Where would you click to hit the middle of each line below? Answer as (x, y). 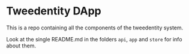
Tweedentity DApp (54, 11)
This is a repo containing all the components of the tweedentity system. (95, 28)
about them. (21, 46)
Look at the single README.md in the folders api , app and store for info (94, 39)
